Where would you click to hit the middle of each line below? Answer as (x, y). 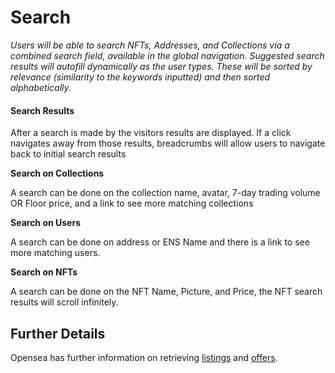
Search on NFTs (44, 272)
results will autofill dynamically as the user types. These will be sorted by (161, 66)
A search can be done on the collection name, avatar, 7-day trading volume (165, 193)
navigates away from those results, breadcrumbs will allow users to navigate (168, 143)
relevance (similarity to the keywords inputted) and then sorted (140, 77)
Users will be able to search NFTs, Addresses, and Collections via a (150, 45)
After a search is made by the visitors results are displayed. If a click (151, 133)
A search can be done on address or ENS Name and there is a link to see (160, 242)
